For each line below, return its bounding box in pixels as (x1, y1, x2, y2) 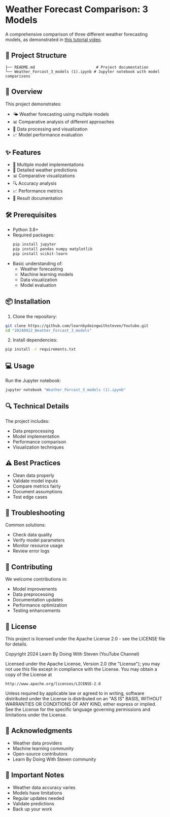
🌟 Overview (5, 87, 43, 96)
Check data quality (12, 532, 52, 538)
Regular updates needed (12, 795, 64, 801)
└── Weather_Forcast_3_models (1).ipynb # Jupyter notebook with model (5, 69, 160, 74)
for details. (5, 641, 28, 647)
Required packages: (12, 232, 55, 238)
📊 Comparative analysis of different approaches (12, 118, 114, 125)
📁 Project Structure (5, 51, 67, 60)
